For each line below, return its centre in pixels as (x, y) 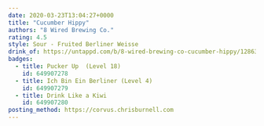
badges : (21, 59)
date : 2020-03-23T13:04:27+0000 (61, 15)
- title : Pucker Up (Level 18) (68, 67)
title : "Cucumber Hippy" (49, 23)
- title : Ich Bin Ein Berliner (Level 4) (84, 81)
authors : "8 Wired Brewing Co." (61, 30)
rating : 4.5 (27, 37)
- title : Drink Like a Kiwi (61, 95)
